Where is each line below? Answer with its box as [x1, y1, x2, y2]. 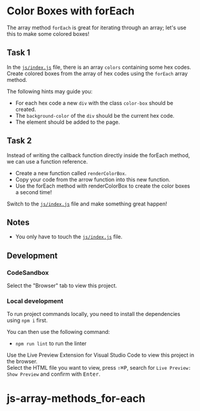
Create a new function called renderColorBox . [15, 169, 127, 177]
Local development [7, 297, 64, 305]
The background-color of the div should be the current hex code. [15, 112, 175, 119]
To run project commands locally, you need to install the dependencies [7, 311, 180, 318]
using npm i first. [7, 317, 48, 324]
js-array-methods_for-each [7, 391, 145, 405]
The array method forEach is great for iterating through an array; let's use [7, 24, 187, 31]
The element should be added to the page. [15, 118, 120, 125]
